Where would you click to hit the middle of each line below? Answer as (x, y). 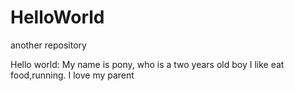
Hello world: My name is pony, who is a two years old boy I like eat (147, 64)
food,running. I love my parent (72, 75)
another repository (48, 45)
